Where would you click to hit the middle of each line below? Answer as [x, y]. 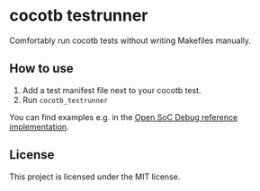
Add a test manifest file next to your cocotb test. [112, 90]
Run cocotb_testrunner [65, 100]
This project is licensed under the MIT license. [95, 177]
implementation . [39, 126]
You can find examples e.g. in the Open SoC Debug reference [124, 117]
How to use [41, 69]
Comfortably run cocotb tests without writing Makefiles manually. [130, 40]
